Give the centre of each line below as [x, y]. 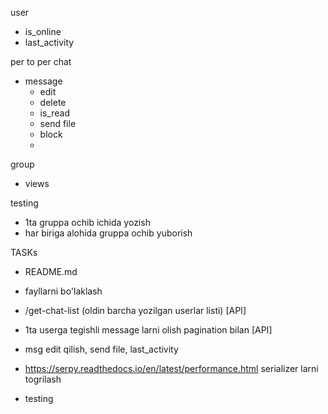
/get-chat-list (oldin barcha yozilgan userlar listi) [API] [135, 310]
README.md [51, 271]
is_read [55, 113]
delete [53, 102]
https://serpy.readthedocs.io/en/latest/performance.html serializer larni [171, 368]
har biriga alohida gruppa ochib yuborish [108, 233]
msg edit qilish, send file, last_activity [101, 349]
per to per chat [41, 61]
